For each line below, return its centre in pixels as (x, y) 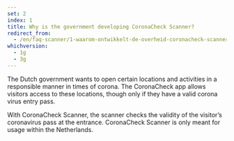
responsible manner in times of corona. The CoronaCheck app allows (107, 86)
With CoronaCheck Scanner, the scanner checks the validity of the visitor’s (115, 114)
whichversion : (28, 46)
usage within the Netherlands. (50, 129)
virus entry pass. (31, 101)
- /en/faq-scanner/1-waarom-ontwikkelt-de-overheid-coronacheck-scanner (121, 40)
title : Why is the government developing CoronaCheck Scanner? (101, 27)
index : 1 (20, 20)
